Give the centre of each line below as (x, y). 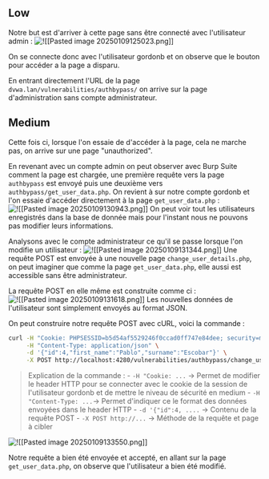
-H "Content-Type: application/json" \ (92, 345)
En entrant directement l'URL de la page (74, 80)
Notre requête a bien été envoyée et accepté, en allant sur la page (117, 458)
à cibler (40, 427)
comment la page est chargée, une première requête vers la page (116, 175)
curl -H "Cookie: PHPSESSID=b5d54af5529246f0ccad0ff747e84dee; (116, 338)
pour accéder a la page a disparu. (64, 65)
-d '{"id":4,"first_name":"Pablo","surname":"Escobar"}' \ (126, 353)
